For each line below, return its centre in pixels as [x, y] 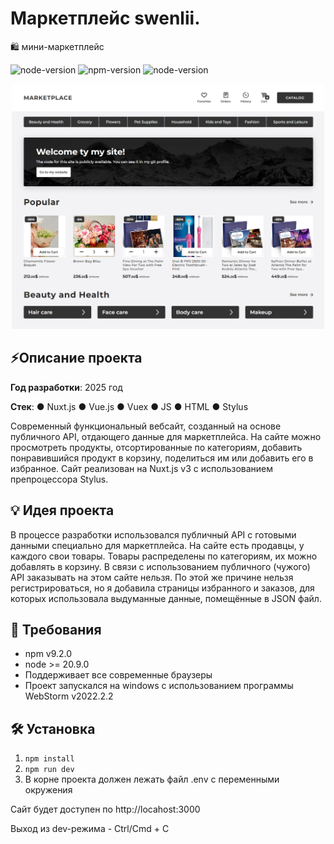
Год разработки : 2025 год [66, 387]
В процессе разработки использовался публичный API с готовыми [153, 534]
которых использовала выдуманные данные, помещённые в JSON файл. [166, 598]
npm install [49, 759]
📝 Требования [56, 630]
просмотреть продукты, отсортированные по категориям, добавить [156, 447]
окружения [48, 790]
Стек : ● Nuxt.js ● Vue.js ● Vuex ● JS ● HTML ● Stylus [129, 406]
